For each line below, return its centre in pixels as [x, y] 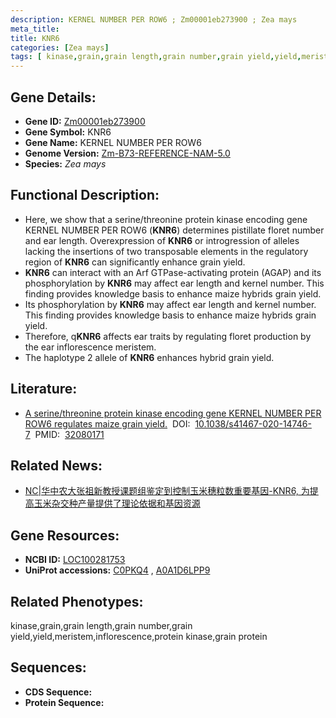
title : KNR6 [35, 38]
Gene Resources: [65, 535]
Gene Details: [53, 97]
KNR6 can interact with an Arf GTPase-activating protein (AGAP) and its [173, 272]
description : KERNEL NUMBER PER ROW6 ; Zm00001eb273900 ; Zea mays [154, 19]
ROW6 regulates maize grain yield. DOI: [107, 423]
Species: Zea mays [65, 163]
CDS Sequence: [58, 692]
